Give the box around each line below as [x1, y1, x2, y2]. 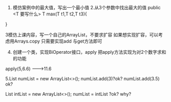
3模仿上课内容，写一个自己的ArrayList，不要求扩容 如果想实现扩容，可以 [5, 32, 159, 37]
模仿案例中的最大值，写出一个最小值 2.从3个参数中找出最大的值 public [12, 5, 161, 10]
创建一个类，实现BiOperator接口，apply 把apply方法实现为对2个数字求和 [12, 49, 166, 55]
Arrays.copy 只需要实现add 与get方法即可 [14, 38, 102, 44]
